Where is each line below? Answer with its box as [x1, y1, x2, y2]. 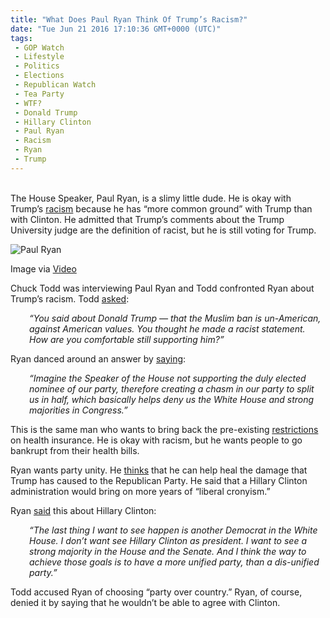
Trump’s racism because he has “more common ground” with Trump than [10, 202, 313, 215]
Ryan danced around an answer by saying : [10, 352, 187, 365]
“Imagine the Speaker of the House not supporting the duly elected [29, 372, 307, 384]
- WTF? [14, 98, 43, 108]
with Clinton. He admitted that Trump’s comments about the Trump [10, 213, 285, 225]
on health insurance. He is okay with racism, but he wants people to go [10, 434, 303, 446]
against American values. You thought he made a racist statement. [29, 322, 306, 335]
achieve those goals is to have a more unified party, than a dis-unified [29, 556, 320, 568]
